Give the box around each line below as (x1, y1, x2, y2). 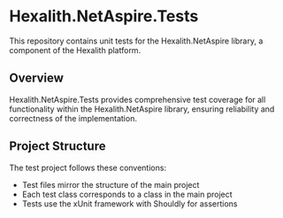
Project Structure (9, 139, 106, 154)
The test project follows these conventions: (9, 162, 166, 173)
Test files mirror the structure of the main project (21, 179, 200, 190)
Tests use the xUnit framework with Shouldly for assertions (21, 198, 238, 209)
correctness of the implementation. (9, 113, 137, 123)
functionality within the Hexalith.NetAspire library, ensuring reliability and (9, 104, 275, 114)
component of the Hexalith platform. (9, 44, 141, 55)
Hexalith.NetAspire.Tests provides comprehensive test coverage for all (9, 94, 266, 105)
